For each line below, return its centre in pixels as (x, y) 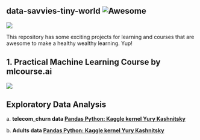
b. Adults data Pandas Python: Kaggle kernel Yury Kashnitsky (85, 130)
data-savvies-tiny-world (53, 11)
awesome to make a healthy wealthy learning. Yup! (69, 43)
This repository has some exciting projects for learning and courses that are (100, 37)
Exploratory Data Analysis (56, 105)
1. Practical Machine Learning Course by (83, 62)
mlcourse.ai (29, 72)
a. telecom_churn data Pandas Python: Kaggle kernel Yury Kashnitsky (96, 119)
